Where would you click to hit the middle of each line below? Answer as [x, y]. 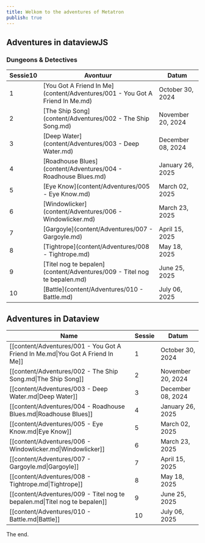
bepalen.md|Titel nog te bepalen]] [59, 502]
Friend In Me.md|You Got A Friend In [62, 354]
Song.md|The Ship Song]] [47, 379]
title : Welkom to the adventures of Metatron [65, 12]
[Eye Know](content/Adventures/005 [96, 187]
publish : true [24, 18]
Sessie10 [23, 76]
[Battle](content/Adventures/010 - [93, 289]
